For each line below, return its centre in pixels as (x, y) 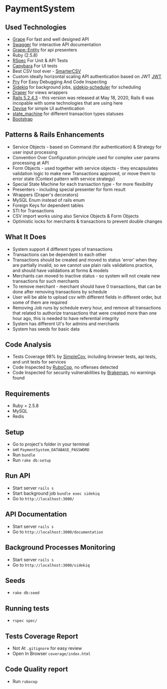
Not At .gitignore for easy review (47, 648)
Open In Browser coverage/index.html (52, 653)
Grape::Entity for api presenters (45, 50)
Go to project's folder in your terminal (51, 444)
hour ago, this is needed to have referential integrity (66, 318)
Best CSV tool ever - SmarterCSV (47, 71)
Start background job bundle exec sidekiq (56, 493)
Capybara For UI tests (35, 66)
